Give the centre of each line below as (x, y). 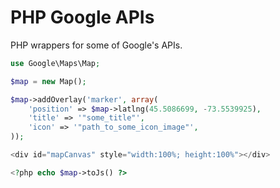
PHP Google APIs (82, 17)
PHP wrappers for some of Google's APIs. (96, 45)
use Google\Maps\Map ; (55, 63)
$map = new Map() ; (48, 81)
